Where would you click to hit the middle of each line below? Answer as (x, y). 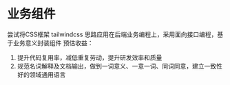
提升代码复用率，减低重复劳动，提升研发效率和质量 (90, 57)
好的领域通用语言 (41, 74)
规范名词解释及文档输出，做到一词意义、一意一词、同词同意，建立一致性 (119, 66)
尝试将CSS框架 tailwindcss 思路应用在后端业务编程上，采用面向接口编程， (112, 34)
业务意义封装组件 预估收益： (53, 42)
